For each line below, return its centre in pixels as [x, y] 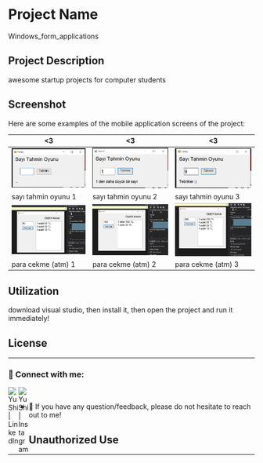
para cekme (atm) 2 [124, 264]
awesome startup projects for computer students [87, 79]
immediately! [29, 319]
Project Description [56, 61]
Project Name [53, 15]
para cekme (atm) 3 [207, 264]
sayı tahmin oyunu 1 [44, 196]
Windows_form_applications [54, 36]
